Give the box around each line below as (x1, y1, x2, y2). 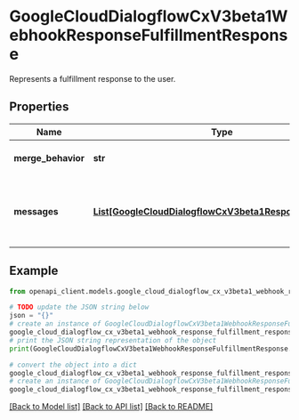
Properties (9, 100, 69, 115)
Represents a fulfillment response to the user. (9, 73, 176, 84)
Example (9, 263, 59, 279)
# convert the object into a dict (9, 360, 138, 369)
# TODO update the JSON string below (9, 303, 149, 312)
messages (13, 205, 59, 217)
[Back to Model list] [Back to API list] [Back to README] (9, 401, 214, 412)
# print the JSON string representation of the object (9, 335, 217, 344)
